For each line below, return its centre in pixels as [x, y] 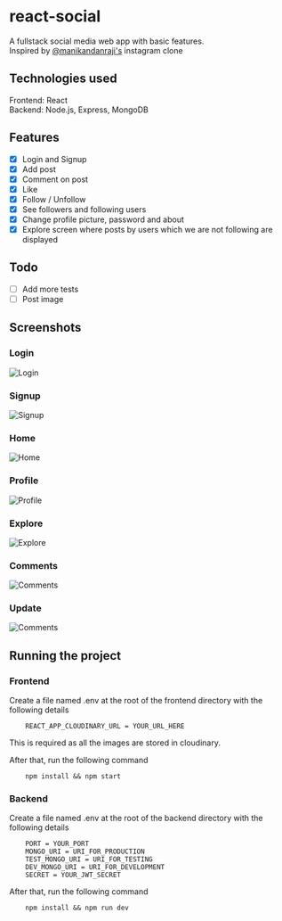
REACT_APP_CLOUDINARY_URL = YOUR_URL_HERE [105, 727]
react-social [55, 16]
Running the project [65, 656]
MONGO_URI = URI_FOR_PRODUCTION [85, 852]
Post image [43, 299]
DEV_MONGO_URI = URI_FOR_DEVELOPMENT [95, 868]
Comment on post [55, 179]
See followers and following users [84, 209]
